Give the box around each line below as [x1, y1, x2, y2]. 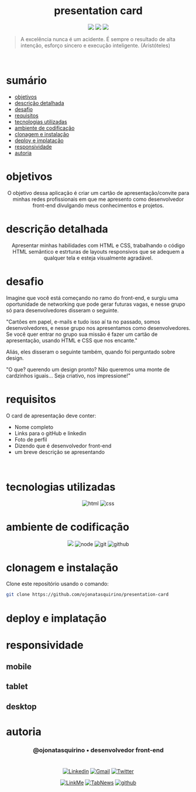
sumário [6, 74, 47, 87]
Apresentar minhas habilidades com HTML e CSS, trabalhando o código [11, 242, 185, 249]
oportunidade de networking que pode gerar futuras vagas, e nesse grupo [6, 301, 185, 308]
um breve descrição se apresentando [14, 448, 105, 456]
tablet [6, 682, 28, 692]
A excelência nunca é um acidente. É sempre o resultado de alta [20, 35, 176, 42]
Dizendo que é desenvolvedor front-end [14, 442, 112, 449]
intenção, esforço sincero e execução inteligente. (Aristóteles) [20, 42, 171, 49]
